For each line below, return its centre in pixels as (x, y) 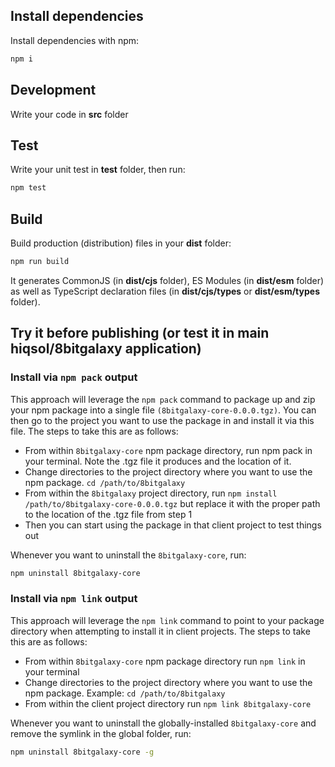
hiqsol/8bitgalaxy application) (106, 349)
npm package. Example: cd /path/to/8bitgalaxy (125, 693)
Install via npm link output (74, 599)
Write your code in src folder (69, 114)
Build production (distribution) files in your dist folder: (121, 243)
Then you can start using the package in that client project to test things (173, 525)
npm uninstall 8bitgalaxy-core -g (82, 752)
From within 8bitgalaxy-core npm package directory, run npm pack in (168, 450)
